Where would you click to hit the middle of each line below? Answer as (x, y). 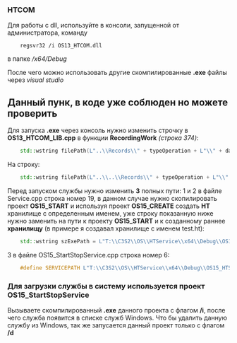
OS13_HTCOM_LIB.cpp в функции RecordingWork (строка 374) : (103, 138)
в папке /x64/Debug (37, 59)
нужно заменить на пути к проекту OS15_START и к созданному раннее (116, 221)
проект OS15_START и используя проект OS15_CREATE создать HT (109, 206)
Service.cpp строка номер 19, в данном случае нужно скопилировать (112, 198)
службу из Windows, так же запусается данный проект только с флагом (116, 325)
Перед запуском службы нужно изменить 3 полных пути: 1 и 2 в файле (115, 191)
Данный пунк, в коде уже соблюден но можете (118, 102)
